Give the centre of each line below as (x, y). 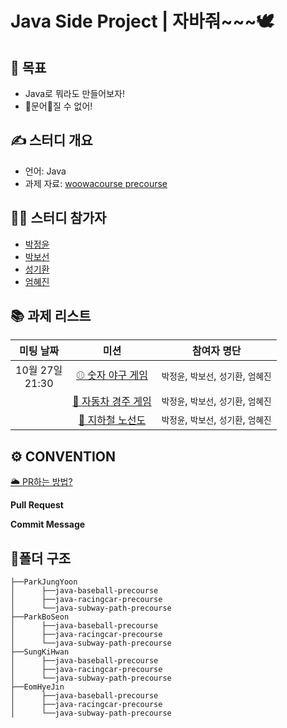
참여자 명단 (216, 351)
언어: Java (45, 171)
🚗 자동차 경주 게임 (112, 402)
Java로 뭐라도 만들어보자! (74, 93)
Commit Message (48, 524)
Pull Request (37, 505)
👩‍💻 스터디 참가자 (58, 218)
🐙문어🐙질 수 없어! (58, 106)
